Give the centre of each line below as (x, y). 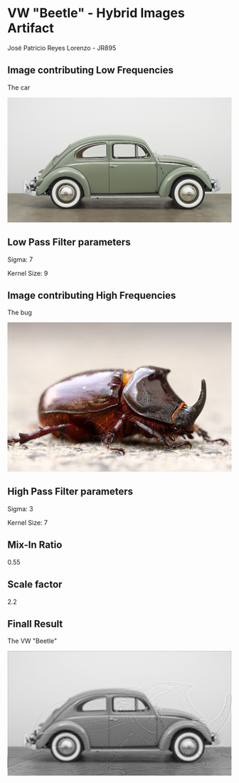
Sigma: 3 (20, 508)
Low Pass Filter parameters (69, 242)
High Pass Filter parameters (70, 492)
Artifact (31, 28)
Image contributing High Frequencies (92, 295)
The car (19, 87)
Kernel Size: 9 (28, 273)
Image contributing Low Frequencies (91, 70)
